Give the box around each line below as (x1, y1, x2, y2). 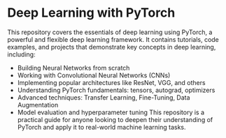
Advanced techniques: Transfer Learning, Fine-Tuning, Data (17, 93, 190, 102)
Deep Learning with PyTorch (7, 5, 176, 21)
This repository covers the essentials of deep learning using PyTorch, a (7, 28, 213, 36)
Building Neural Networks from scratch (17, 63, 130, 72)
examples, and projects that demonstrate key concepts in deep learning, (7, 43, 216, 51)
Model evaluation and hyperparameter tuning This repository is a (17, 108, 205, 116)
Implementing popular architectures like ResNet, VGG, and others (17, 78, 206, 86)
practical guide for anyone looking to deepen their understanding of (17, 115, 213, 123)
